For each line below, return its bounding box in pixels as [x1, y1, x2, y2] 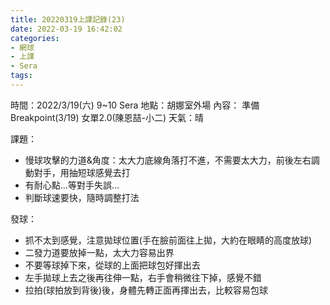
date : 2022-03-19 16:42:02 [10, 24, 123, 34]
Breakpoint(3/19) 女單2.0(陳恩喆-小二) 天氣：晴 [10, 111, 205, 123]
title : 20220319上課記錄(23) [10, 14, 126, 25]
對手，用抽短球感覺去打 [33, 166, 131, 178]
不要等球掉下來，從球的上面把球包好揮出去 [24, 259, 201, 271]
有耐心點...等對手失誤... [24, 179, 120, 191]
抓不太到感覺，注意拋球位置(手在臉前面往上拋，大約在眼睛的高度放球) [24, 234, 313, 246]
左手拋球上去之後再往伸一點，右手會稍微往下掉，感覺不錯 [24, 271, 262, 283]
